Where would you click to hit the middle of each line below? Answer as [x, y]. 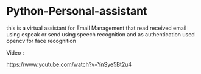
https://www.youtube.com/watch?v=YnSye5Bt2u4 [69, 64]
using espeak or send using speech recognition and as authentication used [100, 34]
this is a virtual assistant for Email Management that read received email [97, 28]
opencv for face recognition [41, 41]
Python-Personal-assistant [77, 11]
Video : [15, 52]
